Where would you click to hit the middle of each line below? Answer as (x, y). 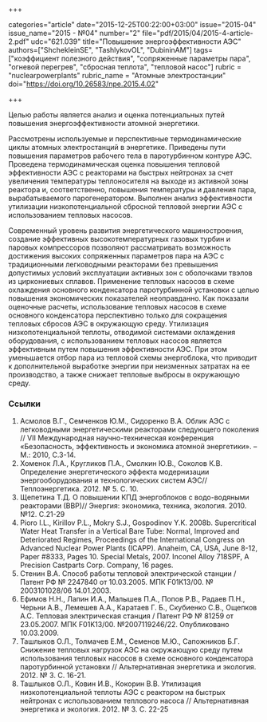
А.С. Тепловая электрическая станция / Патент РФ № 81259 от (126, 616)
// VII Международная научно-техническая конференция (117, 438)
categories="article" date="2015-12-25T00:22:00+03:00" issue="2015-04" (132, 24)
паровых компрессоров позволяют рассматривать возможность (120, 247)
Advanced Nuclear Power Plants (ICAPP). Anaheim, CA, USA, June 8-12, (139, 548)
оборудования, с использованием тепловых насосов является (115, 341)
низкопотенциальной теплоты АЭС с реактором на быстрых (122, 692)
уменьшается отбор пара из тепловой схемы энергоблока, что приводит (133, 357)
